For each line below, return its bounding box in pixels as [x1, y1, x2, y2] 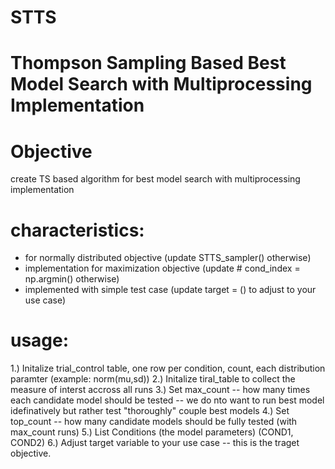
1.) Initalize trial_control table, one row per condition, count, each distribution [10, 362, 326, 375]
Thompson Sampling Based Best [10, 52, 287, 75]
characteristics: [10, 219, 145, 241]
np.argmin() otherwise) [24, 273, 120, 285]
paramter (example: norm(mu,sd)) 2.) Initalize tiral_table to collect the [10, 373, 296, 385]
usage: [10, 329, 70, 352]
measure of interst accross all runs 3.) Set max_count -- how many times [10, 384, 311, 396]
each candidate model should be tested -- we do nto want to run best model [10, 394, 325, 406]
